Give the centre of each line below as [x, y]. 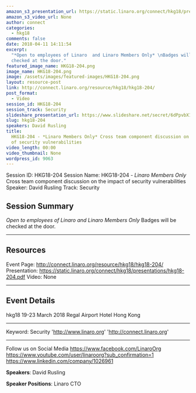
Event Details [31, 301]
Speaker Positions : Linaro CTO [44, 384]
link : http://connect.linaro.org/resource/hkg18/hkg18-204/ [81, 88]
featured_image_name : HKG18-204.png [50, 66]
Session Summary [40, 206]
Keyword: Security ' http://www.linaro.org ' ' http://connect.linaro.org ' [87, 332]
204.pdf [16, 276]
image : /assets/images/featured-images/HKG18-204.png [73, 77]
